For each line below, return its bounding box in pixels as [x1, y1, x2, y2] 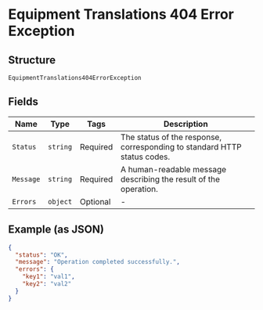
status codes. [120, 151, 171, 162]
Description [163, 118, 209, 129]
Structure [8, 53, 56, 67]
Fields [8, 96, 39, 109]
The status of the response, [120, 132, 222, 142]
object [48, 197, 73, 206]
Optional [79, 196, 111, 207]
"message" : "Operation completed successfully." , [15, 258, 180, 266]
